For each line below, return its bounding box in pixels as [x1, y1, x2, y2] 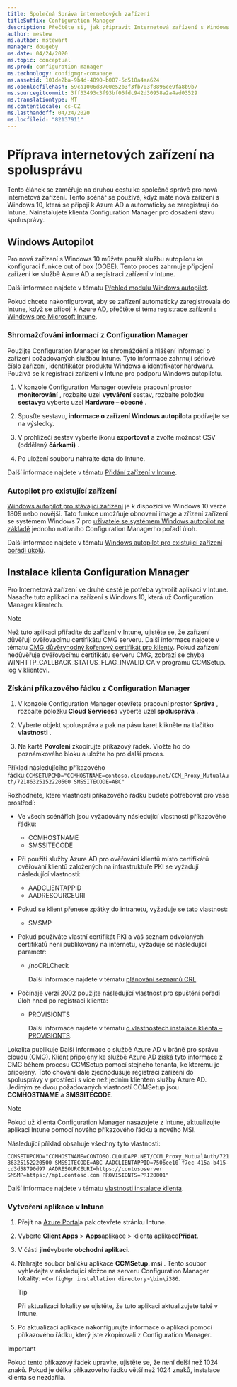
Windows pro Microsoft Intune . [7, 312, 98, 321]
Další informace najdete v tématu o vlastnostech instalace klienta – [28, 1024, 223, 1033]
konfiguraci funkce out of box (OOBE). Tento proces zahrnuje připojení [7, 262, 214, 271]
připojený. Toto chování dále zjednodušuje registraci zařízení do [7, 1068, 194, 1077]
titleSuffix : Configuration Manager [7, 17, 115, 24]
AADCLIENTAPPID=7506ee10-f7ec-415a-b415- [105, 1159, 230, 1167]
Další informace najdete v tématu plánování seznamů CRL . [28, 975, 198, 984]
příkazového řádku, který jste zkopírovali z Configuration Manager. [17, 1331, 212, 1339]
